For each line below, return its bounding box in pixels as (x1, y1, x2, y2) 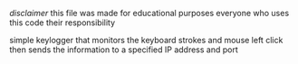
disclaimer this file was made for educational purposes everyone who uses (9, 8, 290, 18)
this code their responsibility (9, 17, 116, 28)
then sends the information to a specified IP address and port (9, 44, 238, 55)
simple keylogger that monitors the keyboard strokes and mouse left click (9, 35, 284, 45)
